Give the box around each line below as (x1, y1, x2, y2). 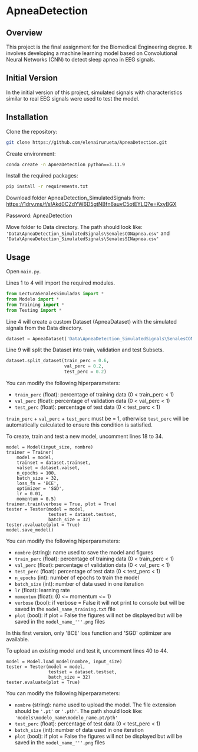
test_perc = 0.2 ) (64, 369, 107, 375)
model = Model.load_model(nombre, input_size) (6, 659, 123, 665)
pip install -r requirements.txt (6, 183, 88, 190)
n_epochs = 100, (16, 470, 57, 476)
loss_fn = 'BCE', (16, 480, 60, 486)
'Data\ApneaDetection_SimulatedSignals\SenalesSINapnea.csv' (6, 236, 160, 242)
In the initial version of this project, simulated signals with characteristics (6, 89, 183, 96)
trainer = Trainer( (6, 450, 54, 456)
